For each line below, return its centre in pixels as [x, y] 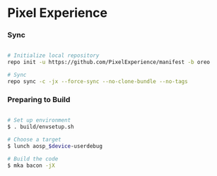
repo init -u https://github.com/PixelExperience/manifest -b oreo [109, 62]
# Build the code [33, 159]
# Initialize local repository [53, 56]
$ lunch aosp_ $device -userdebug [55, 146]
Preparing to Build [39, 99]
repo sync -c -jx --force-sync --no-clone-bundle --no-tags [98, 82]
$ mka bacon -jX [31, 165]
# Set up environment [39, 120]
